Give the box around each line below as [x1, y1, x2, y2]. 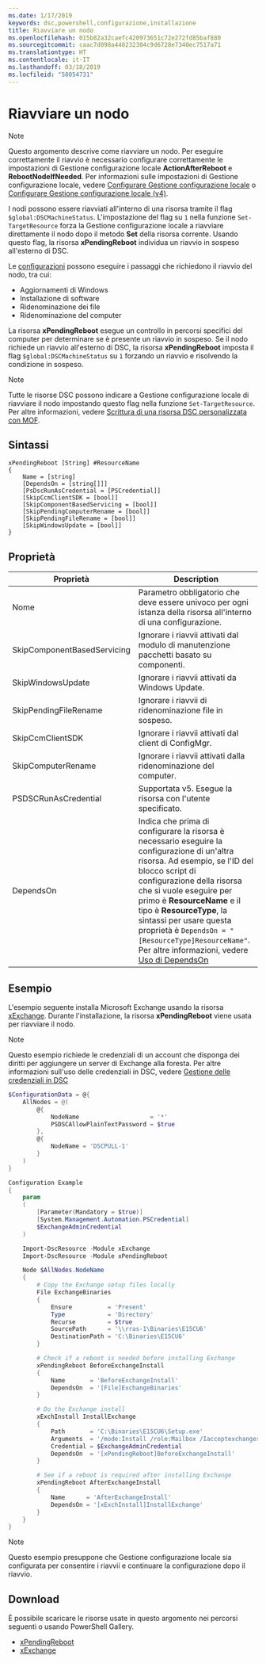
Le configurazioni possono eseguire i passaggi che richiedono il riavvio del [8, 261, 253, 270]
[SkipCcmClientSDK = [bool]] [22, 494, 119, 502]
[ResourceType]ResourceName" [138, 936, 248, 946]
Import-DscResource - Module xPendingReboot [22, 1252, 169, 1260]
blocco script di [138, 866, 196, 877]
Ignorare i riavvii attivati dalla [138, 751, 245, 762]
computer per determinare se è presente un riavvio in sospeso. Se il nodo [8, 334, 248, 343]
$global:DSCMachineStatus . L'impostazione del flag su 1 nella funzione [8, 212, 236, 222]
